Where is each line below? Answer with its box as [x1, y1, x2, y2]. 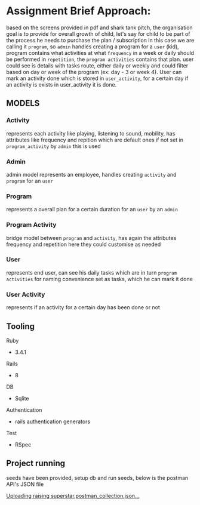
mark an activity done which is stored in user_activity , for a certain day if [6, 75, 189, 82]
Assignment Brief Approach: [6, 4, 151, 18]
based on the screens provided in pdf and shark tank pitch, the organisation [6, 24, 193, 31]
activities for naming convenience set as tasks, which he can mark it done [6, 275, 193, 282]
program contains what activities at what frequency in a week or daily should [6, 49, 195, 56]
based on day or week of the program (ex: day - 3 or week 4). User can [6, 68, 182, 75]
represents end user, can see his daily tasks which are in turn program [6, 269, 177, 276]
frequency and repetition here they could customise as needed [6, 241, 161, 248]
